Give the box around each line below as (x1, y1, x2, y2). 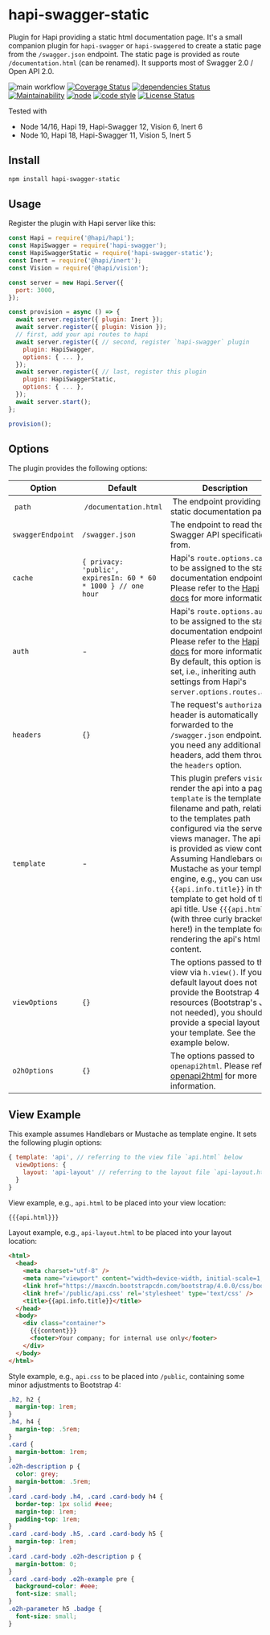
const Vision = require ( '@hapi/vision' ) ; (8, 264, 149, 272)
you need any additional (170, 739, 261, 751)
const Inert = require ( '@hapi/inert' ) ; (8, 257, 142, 265)
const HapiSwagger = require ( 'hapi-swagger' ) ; (8, 241, 167, 250)
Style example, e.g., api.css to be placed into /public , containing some (8, 1371, 245, 1381)
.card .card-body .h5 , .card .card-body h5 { (8, 1530, 163, 1538)
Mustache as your (170, 863, 239, 875)
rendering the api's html (170, 933, 260, 945)
